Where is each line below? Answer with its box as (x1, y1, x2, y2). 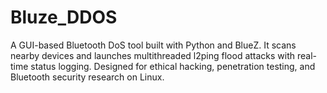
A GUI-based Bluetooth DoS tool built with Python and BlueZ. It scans (10, 39, 297, 51)
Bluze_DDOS (10, 6, 118, 29)
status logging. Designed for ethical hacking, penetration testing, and (30, 60, 316, 72)
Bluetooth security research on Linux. (10, 71, 165, 83)
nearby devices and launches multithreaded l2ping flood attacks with (10, 49, 296, 61)
